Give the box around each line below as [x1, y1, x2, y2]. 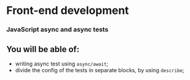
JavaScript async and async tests [6, 25, 108, 34]
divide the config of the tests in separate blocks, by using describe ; [15, 66, 185, 73]
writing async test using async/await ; [15, 60, 108, 67]
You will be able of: [6, 44, 80, 55]
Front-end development [6, 4, 129, 18]
